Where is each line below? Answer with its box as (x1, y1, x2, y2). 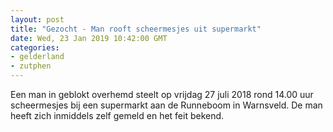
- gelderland (10, 52, 65, 62)
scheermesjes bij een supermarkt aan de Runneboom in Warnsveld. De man (10, 99, 323, 111)
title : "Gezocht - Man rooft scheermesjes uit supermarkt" (10, 24, 262, 34)
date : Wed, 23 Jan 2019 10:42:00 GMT (10, 33, 168, 43)
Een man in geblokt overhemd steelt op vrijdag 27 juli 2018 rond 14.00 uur (10, 89, 314, 100)
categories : (10, 42, 60, 53)
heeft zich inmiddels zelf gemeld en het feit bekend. (10, 110, 225, 121)
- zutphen (10, 61, 52, 71)
